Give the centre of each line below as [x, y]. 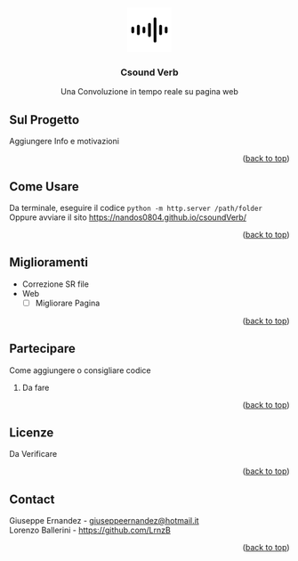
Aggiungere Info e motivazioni [64, 142]
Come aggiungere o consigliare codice [80, 370]
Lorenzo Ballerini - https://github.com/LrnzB [90, 530]
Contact [32, 499]
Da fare [36, 387]
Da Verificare [33, 454]
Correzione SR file [55, 284]
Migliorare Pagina [68, 303]
